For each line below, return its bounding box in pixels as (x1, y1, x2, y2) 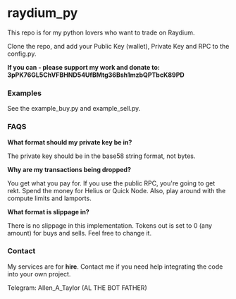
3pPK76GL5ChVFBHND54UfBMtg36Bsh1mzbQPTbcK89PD (7, 71, 185, 79)
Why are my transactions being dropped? (7, 165, 132, 173)
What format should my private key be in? (7, 138, 132, 146)
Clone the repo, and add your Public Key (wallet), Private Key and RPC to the (7, 42, 230, 50)
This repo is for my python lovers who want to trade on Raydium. (7, 28, 195, 37)
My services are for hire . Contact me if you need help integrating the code (7, 262, 223, 271)
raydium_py (7, 5, 78, 21)
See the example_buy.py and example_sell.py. (7, 104, 141, 113)
